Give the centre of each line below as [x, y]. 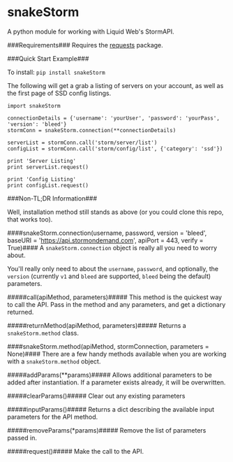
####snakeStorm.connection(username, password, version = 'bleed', [107, 233]
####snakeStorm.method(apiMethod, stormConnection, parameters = [108, 346]
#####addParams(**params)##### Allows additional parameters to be [110, 375]
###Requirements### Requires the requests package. [85, 45]
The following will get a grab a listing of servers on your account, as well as [115, 85]
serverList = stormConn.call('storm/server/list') [82, 143]
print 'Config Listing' [42, 179]
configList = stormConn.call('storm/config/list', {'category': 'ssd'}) [115, 149]
